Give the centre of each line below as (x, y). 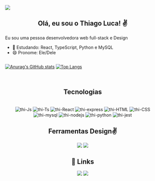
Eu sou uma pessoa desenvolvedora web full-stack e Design (66, 38)
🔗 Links (83, 162)
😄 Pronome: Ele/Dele (34, 52)
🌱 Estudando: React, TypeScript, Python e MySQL (63, 47)
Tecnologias (83, 92)
